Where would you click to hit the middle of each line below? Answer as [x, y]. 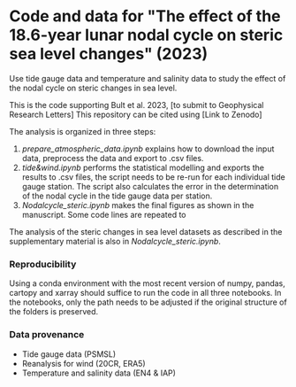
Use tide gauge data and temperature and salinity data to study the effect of [148, 78]
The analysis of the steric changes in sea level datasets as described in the [146, 231]
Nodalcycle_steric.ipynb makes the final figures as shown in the [138, 205]
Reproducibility [43, 264]
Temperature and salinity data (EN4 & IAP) [99, 373]
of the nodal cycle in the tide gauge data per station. [117, 196]
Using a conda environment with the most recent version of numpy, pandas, [147, 283]
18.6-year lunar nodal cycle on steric [146, 35]
